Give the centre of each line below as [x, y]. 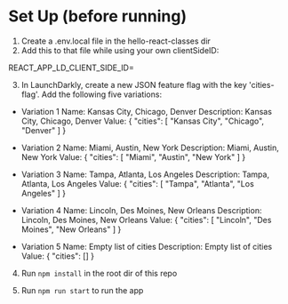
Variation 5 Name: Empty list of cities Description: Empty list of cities [147, 246]
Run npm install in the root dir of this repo [99, 273]
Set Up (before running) [98, 16]
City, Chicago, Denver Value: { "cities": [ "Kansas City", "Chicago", [142, 121]
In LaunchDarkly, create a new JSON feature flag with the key [134, 84]
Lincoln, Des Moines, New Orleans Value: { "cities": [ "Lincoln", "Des [146, 220]
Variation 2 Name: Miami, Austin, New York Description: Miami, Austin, [150, 148]
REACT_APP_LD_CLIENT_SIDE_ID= [71, 68]
